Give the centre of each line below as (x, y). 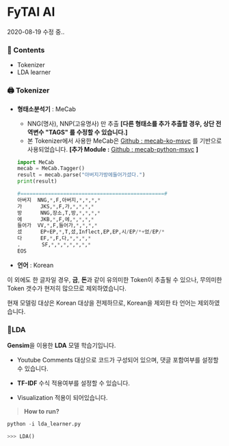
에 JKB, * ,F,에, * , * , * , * (55, 219)
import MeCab (36, 162)
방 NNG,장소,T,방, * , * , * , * (58, 213)
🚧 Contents (26, 50)
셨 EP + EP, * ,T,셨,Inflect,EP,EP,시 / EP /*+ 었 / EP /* (91, 232)
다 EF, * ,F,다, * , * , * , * (54, 238)
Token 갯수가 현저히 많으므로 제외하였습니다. (67, 288)
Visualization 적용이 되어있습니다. (62, 398)
